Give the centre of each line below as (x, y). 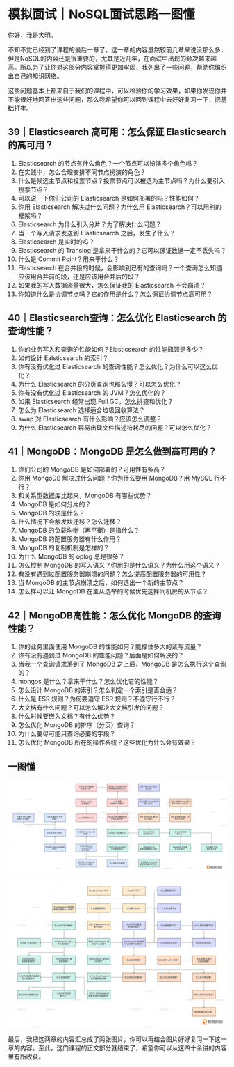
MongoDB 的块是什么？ (51, 513)
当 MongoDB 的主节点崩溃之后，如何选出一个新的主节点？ (101, 583)
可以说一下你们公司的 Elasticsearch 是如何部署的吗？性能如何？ (109, 198)
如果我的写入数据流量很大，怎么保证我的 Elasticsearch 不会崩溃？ (112, 285)
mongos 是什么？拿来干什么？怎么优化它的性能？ (88, 682)
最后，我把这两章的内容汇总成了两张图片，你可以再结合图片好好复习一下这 (114, 1039)
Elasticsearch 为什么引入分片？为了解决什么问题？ (90, 224)
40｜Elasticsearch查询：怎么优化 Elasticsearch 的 (117, 318)
